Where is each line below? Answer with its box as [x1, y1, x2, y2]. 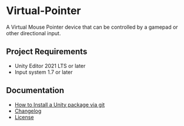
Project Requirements [6, 47, 88, 57]
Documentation [6, 86, 65, 96]
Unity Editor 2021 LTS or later [14, 62, 86, 69]
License [14, 113, 34, 121]
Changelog [14, 107, 42, 114]
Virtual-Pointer [6, 4, 81, 18]
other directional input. [6, 29, 61, 36]
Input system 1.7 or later [14, 69, 73, 76]
